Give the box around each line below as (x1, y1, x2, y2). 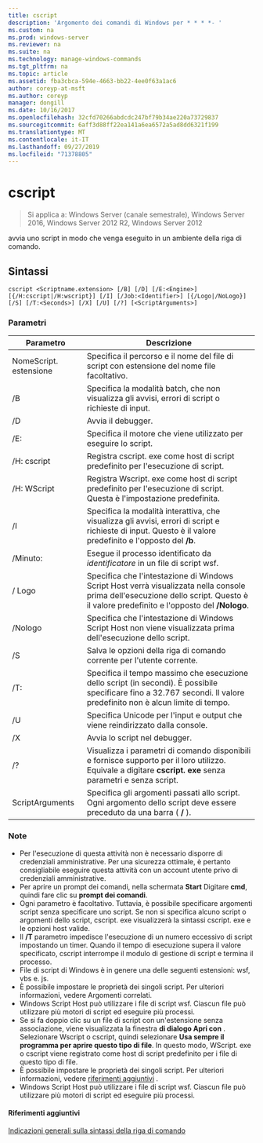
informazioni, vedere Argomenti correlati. (19, 990, 153, 999)
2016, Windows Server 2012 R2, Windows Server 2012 (27, 218, 203, 228)
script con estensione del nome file (86, 360, 216, 371)
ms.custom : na (8, 26, 55, 34)
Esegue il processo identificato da (86, 548, 211, 559)
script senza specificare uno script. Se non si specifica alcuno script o (19, 907, 247, 916)
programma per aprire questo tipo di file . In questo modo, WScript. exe (19, 1040, 252, 1050)
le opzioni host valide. (19, 923, 90, 933)
